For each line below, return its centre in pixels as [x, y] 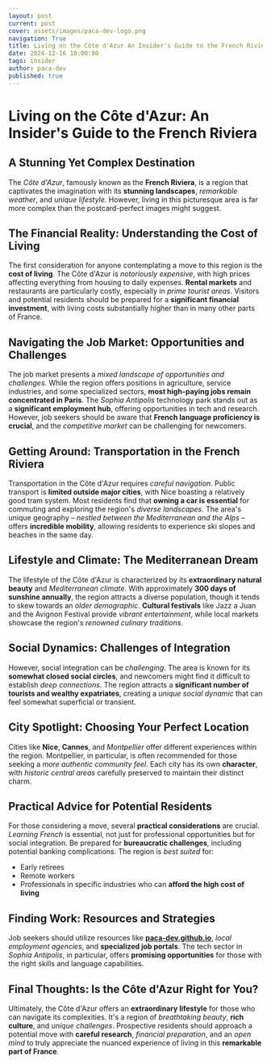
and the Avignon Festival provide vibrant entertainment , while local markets [134, 614]
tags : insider [32, 61]
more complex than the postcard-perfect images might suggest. [115, 208]
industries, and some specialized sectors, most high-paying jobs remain [130, 392]
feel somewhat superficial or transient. [72, 702]
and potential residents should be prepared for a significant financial [124, 300]
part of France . [33, 1051]
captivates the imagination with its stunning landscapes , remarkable [123, 191]
